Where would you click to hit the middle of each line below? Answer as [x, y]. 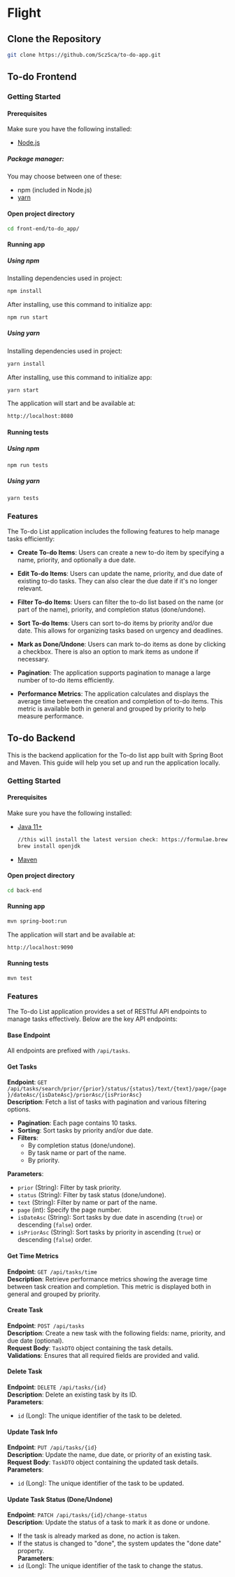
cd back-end [24, 890]
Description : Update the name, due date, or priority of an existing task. [109, 1455]
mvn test [20, 978]
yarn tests [23, 498]
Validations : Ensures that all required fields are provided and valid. [104, 1355]
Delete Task [25, 1371]
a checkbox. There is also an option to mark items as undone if [108, 652]
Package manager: [36, 159]
